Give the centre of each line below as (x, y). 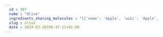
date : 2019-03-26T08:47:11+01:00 (44, 27)
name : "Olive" (25, 14)
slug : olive (22, 23)
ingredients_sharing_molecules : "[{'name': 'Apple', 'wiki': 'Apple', (84, 18)
